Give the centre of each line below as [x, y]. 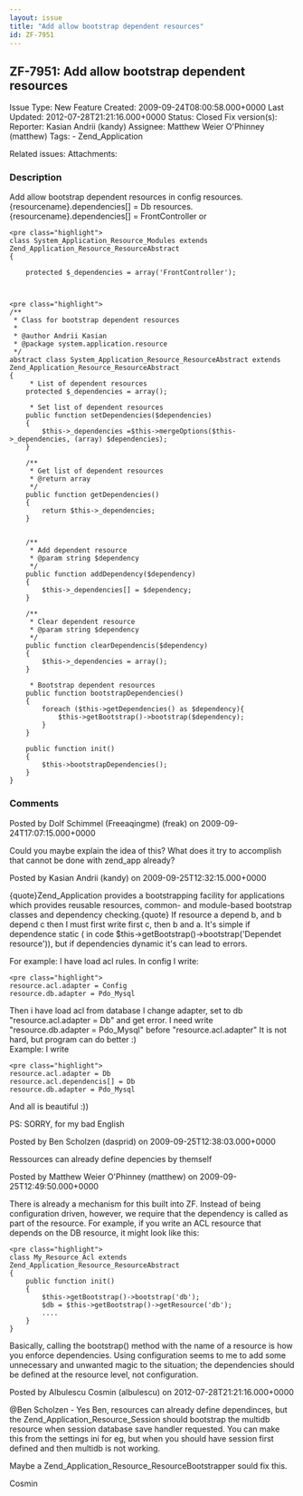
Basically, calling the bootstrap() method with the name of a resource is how [151, 1345]
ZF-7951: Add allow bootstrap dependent [128, 71]
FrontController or [173, 216]
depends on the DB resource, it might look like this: [104, 1232]
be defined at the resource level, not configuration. [104, 1374]
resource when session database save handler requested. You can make [145, 1429]
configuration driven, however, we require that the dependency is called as [149, 1213]
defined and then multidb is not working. [85, 1448]
